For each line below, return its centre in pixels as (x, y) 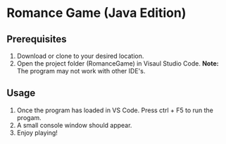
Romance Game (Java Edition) (96, 13)
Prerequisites (37, 39)
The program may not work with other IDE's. (81, 71)
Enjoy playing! (37, 133)
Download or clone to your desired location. (80, 56)
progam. (29, 117)
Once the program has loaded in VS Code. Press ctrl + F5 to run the (115, 110)
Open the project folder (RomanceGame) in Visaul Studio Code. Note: (118, 64)
